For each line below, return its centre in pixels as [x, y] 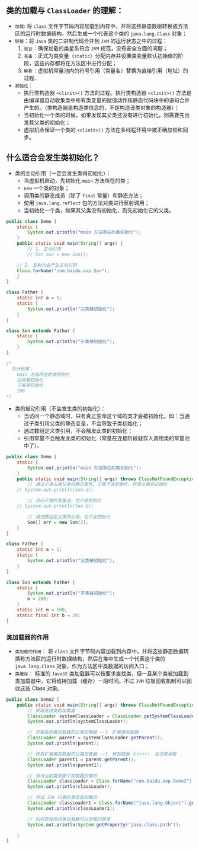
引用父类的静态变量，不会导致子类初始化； [91, 423]
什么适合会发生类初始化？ [53, 158]
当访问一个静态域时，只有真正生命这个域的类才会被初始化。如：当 [104, 416]
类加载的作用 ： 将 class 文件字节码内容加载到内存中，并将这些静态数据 [99, 651]
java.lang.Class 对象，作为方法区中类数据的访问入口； [82, 666]
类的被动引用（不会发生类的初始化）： [60, 408]
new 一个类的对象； [46, 188]
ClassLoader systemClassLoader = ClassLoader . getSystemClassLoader [112, 716]
